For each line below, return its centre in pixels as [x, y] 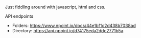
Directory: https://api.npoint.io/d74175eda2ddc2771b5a [68, 31]
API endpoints [19, 16]
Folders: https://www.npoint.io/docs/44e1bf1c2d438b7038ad [74, 25]
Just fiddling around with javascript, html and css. [55, 7]
